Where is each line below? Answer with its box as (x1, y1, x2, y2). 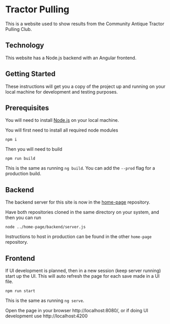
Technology (5, 41, 45, 50)
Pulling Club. (5, 26, 32, 32)
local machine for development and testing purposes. (5, 88, 118, 95)
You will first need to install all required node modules (5, 127, 119, 133)
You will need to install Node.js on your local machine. (5, 117, 119, 123)
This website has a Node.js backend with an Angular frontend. (5, 55, 137, 61)
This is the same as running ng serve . (5, 297, 84, 303)
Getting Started (5, 69, 56, 78)
